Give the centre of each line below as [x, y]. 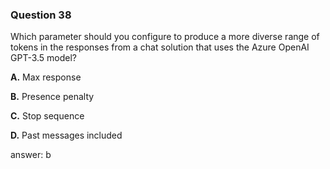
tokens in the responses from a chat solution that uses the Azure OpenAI [160, 47]
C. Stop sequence [47, 116]
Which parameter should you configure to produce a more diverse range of [165, 37]
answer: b [31, 155]
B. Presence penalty [52, 97]
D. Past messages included [66, 135]
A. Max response [46, 77]
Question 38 [41, 15]
